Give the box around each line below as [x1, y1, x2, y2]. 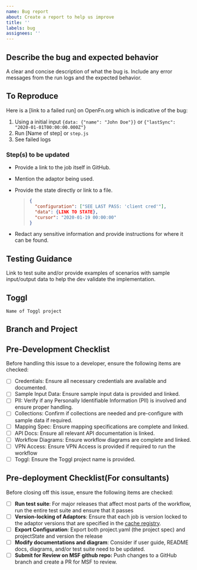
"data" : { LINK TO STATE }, [34, 209, 98, 215]
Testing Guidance [6, 254, 72, 264]
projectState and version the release [14, 532, 103, 539]
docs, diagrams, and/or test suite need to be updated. [14, 545, 145, 552]
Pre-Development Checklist [6, 344, 110, 354]
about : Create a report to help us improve [6, 14, 115, 20]
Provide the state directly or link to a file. [14, 186, 113, 194]
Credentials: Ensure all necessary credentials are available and [14, 378, 166, 385]
